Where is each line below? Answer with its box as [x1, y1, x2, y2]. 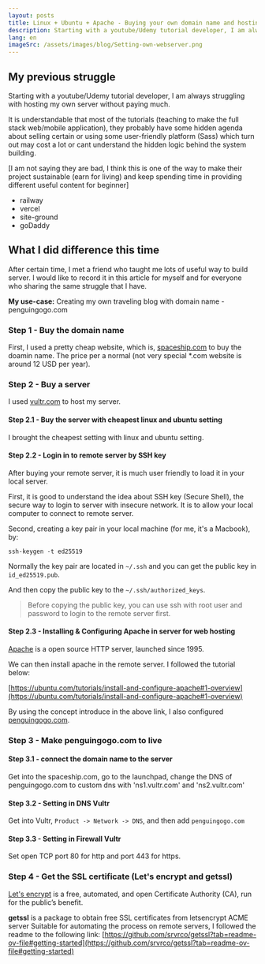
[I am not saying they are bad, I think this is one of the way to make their [8, 163, 243, 173]
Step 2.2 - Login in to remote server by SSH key [8, 450, 167, 460]
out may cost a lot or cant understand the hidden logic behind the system [8, 140, 247, 149]
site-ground [19, 212, 58, 222]
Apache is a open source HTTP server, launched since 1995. [8, 644, 205, 653]
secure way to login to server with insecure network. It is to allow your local [8, 500, 254, 510]
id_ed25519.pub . [8, 570, 61, 579]
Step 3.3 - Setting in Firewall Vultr [8, 834, 121, 843]
